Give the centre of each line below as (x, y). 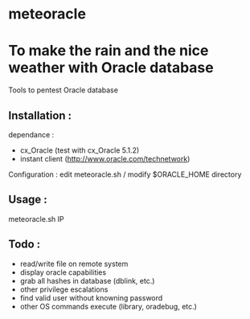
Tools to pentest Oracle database (64, 90)
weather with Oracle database (111, 68)
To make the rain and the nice (109, 51)
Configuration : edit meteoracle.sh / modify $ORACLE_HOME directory (125, 174)
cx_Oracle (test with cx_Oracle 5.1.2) (80, 150)
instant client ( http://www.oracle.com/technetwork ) (105, 158)
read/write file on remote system (74, 264)
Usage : (28, 200)
